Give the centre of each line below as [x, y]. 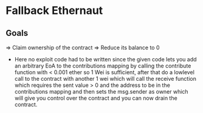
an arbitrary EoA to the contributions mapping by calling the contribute [103, 66]
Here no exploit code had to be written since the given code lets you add [105, 59]
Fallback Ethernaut [54, 11]
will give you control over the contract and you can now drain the [96, 98]
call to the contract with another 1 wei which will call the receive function [105, 79]
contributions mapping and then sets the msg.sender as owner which [101, 91]
